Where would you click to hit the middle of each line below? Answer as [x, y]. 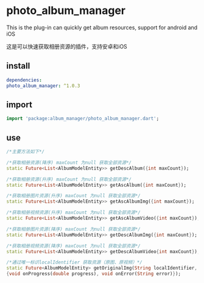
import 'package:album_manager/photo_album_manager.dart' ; [83, 119]
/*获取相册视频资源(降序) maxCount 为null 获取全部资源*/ [74, 246]
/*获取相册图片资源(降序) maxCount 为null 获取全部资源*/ [74, 229]
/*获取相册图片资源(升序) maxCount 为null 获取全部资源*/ [74, 196]
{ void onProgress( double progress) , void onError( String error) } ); [94, 274]
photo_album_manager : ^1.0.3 [43, 86]
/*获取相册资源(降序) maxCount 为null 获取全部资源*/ [69, 162]
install [18, 66]
